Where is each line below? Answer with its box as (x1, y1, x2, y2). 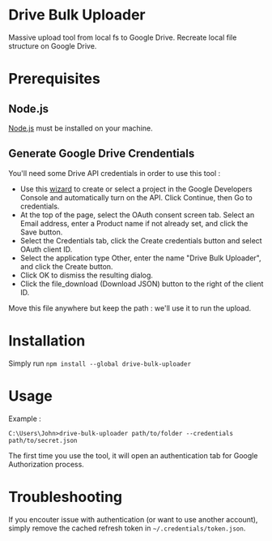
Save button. (19, 227, 63, 237)
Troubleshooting (8, 487, 123, 506)
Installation (8, 331, 86, 350)
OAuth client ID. (19, 244, 73, 254)
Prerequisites (8, 70, 101, 88)
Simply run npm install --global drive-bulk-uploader (8, 359, 192, 368)
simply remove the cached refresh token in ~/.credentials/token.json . (8, 523, 246, 533)
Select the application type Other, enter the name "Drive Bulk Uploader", (19, 253, 261, 263)
